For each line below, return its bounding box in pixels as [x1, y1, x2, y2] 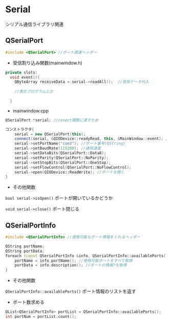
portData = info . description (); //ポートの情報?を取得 [14, 263, 127, 268]
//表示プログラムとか [14, 89, 54, 94]
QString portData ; [5, 248, 45, 253]
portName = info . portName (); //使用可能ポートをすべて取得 [14, 258, 133, 263]
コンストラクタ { [5, 127, 34, 132]
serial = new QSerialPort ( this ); [14, 131, 86, 136]
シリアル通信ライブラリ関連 [5, 21, 64, 27]
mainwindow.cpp [12, 107, 49, 113]
